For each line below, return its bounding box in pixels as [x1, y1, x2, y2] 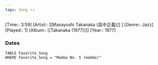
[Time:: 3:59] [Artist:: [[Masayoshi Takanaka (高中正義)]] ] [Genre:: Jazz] [5, 21, 154, 27]
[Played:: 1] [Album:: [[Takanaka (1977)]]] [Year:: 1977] [5, 27, 116, 33]
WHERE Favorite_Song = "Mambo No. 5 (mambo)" [5, 55, 101, 60]
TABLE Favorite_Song [5, 51, 48, 56]
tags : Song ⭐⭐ [5, 7, 35, 12]
